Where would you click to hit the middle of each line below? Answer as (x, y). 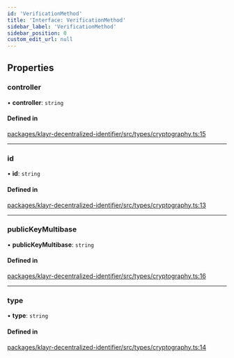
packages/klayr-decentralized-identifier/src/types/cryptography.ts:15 (107, 134)
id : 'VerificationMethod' (45, 14)
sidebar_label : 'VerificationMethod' (62, 26)
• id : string (24, 174)
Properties (31, 68)
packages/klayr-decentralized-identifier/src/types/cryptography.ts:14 (107, 347)
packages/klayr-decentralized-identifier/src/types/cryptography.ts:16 (107, 276)
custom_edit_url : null (40, 40)
